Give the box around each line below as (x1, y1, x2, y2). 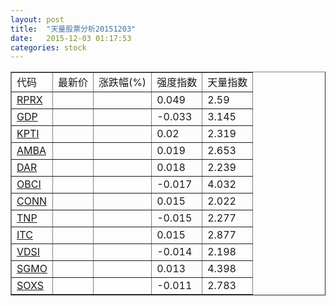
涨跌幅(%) (98, 76, 147, 90)
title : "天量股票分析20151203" (10, 24, 137, 34)
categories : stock (10, 42, 87, 53)
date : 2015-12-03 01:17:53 (10, 33, 132, 43)
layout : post (10, 14, 65, 25)
